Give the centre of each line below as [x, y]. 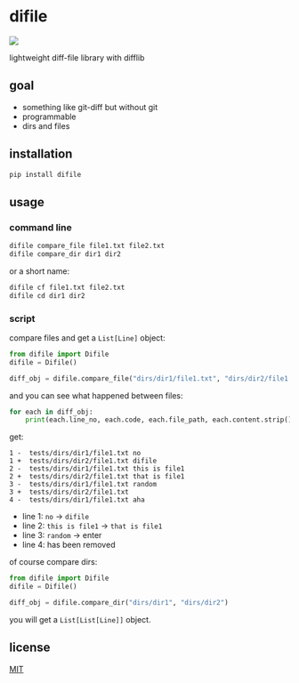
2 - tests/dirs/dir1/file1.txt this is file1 [97, 469]
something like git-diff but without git [90, 107]
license [30, 648]
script [22, 318]
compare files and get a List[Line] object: [88, 337]
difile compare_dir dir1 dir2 [65, 254]
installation [41, 154]
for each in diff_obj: [51, 412]
